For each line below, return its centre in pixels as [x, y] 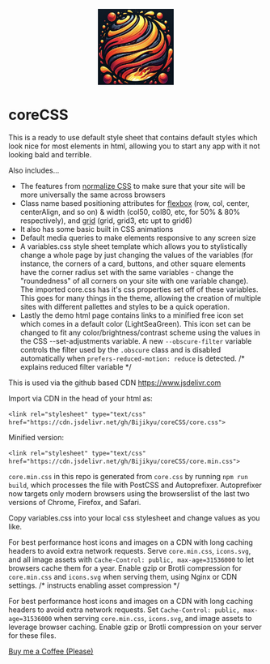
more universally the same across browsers [93, 195]
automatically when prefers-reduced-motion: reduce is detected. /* [132, 358]
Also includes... [34, 170]
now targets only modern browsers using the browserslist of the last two [129, 493]
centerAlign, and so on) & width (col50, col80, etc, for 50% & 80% [130, 212]
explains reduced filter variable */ [76, 366]
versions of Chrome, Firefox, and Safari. [75, 502]
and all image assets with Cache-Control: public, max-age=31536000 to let [131, 559]
